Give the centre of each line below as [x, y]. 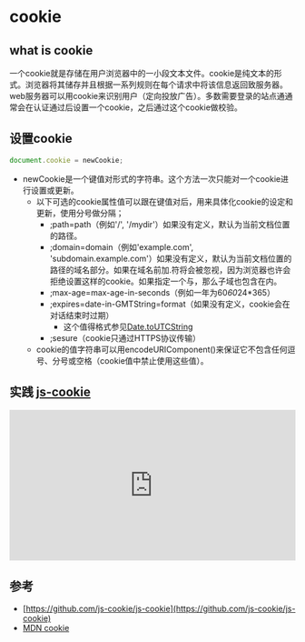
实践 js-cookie [50, 392]
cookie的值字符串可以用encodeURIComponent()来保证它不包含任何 [162, 349]
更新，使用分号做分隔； [80, 213]
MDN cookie [46, 628]
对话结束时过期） [82, 315]
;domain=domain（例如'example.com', [122, 246]
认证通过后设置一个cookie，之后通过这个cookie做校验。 [138, 107]
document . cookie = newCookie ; [67, 160]
